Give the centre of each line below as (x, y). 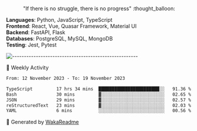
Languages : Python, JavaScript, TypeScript (59, 20)
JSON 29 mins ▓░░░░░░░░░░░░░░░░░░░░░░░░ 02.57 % (99, 100)
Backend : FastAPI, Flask (36, 32)
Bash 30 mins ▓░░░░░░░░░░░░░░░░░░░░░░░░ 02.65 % (99, 94)
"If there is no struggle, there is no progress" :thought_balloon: (99, 9)
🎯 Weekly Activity (27, 68)
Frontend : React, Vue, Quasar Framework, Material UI (71, 26)
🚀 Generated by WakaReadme (42, 122)
